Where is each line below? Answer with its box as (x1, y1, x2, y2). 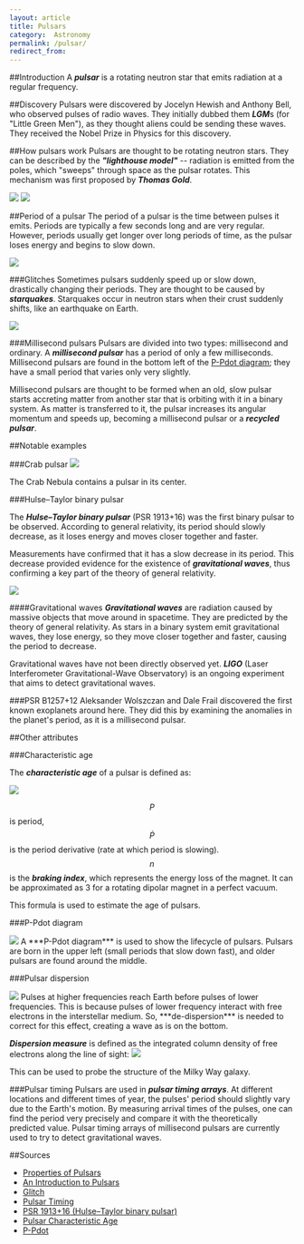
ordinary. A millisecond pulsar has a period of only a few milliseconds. (9, 347, 274, 358)
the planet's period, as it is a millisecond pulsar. (9, 714, 186, 725)
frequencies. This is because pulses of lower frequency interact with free (9, 1001, 282, 1012)
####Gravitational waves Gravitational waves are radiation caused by (9, 602, 273, 613)
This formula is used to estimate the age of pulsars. (9, 899, 201, 911)
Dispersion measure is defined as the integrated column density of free (9, 1038, 279, 1049)
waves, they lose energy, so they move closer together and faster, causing (9, 631, 287, 642)
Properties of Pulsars (22, 1167, 101, 1179)
